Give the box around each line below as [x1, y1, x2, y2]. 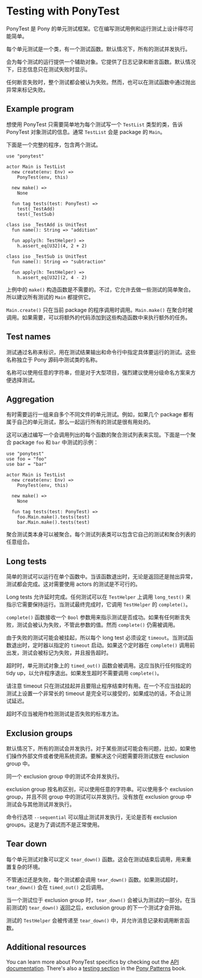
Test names [6, 332, 51, 342]
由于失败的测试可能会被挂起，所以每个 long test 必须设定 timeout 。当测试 [6, 634, 188, 641]
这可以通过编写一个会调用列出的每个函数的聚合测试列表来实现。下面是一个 [6, 431, 191, 439]
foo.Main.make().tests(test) [17, 514, 90, 520]
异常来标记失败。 [6, 86, 49, 93]
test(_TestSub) [17, 211, 55, 217]
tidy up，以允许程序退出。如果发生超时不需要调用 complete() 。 [6, 670, 162, 677]
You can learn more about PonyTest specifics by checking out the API [6, 958, 179, 965]
